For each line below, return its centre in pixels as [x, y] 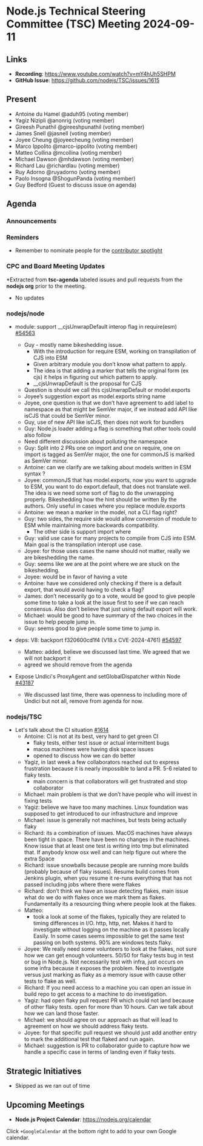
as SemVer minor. [46, 461]
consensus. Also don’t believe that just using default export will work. [111, 609]
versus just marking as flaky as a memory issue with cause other [105, 975]
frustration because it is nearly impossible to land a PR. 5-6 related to [111, 769]
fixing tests [38, 801]
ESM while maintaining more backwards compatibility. [92, 525]
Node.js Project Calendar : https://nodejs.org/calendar [83, 1119]
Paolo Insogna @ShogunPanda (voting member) [75, 178]
